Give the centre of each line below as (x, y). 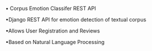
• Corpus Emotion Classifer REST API (51, 8)
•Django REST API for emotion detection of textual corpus (76, 19)
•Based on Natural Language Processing (55, 42)
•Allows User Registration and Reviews (53, 31)
